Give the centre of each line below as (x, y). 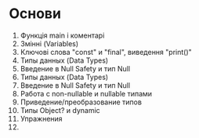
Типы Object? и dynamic (60, 110)
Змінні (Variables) (49, 43)
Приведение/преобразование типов (81, 102)
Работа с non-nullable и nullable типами (86, 93)
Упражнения (41, 118)
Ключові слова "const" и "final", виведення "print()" (106, 52)
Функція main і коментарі (62, 35)
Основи (35, 14)
